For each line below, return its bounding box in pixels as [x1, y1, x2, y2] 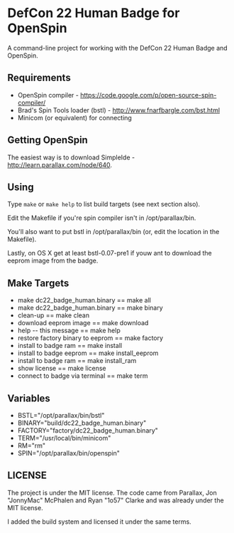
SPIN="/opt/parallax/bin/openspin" [17, 449, 121, 457]
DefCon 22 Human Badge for [7, 5, 180, 21]
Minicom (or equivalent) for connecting [17, 113, 133, 122]
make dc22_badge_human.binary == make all [17, 296, 151, 305]
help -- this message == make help [17, 326, 121, 335]
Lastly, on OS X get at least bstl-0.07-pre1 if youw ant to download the [7, 249, 212, 258]
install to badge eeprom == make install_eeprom [17, 349, 159, 357]
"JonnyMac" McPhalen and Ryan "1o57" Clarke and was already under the [7, 496, 225, 505]
